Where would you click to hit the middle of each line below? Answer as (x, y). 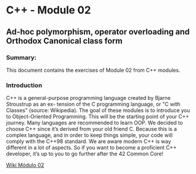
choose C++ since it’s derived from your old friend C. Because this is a (92, 129)
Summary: (21, 57)
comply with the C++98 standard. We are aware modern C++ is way (89, 141)
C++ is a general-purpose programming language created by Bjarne (89, 98)
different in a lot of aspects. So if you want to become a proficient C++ (92, 148)
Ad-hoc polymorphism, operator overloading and (98, 32)
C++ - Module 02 (48, 10)
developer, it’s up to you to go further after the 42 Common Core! (85, 154)
